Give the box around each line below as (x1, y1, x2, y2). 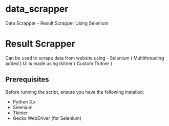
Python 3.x (12, 98, 36, 105)
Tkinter (12, 110, 28, 116)
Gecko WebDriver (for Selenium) (12, 115, 82, 121)
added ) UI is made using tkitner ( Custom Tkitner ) (5, 60, 113, 67)
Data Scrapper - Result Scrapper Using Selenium (5, 20, 109, 26)
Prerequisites (5, 75, 49, 84)
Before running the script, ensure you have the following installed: (5, 89, 144, 95)
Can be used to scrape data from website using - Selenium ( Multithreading (5, 55, 164, 61)
